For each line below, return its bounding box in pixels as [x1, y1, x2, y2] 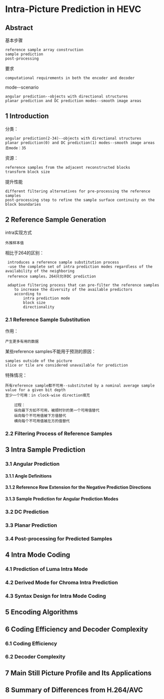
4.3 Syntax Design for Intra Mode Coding [5, 592, 106, 599]
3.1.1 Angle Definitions [5, 473, 52, 479]
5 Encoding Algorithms [5, 608, 78, 616]
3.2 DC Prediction [5, 508, 49, 515]
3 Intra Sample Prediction [5, 446, 86, 454]
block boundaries [5, 202, 41, 207]
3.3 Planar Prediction [5, 522, 57, 529]
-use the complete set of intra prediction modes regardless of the [7, 264, 153, 269]
